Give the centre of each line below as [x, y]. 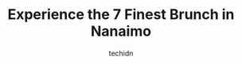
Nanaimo [121, 31]
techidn [121, 53]
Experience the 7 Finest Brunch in [121, 15]
